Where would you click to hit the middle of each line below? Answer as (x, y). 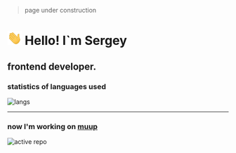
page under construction (60, 10)
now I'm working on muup (53, 126)
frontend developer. (52, 66)
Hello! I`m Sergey (76, 41)
